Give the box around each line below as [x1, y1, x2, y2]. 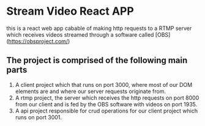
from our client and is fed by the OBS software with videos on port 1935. [15, 100, 198, 108]
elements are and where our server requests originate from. [15, 87, 166, 95]
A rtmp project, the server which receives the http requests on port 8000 [15, 94, 199, 102]
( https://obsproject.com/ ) [6, 37, 70, 45]
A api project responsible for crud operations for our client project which [15, 107, 198, 114]
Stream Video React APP [6, 4, 135, 18]
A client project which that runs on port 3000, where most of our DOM [15, 81, 193, 88]
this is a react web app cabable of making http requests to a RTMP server [6, 24, 192, 32]
